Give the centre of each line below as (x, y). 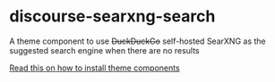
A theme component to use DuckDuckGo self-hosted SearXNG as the (137, 41)
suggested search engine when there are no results (104, 50)
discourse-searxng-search (112, 16)
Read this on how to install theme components (95, 68)
